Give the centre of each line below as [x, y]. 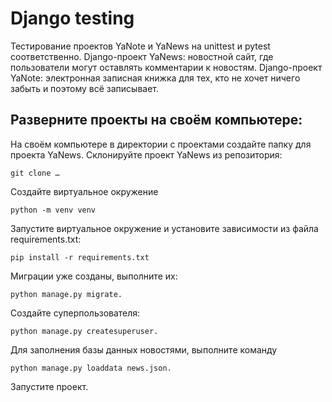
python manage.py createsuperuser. [84, 331]
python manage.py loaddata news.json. [91, 368]
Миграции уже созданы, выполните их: [94, 276]
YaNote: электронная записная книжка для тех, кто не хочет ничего [155, 78]
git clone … [35, 173]
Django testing [72, 18]
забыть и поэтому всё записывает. [85, 88]
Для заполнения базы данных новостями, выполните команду [144, 349]
